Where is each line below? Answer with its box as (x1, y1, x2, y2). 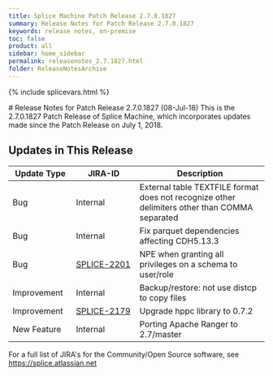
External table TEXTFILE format (139, 181, 259, 192)
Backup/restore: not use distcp (139, 282, 258, 293)
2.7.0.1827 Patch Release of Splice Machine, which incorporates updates (8, 111, 251, 121)
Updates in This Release (8, 144, 133, 158)
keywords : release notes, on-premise (8, 27, 136, 35)
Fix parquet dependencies (139, 225, 240, 236)
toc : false (8, 34, 45, 43)
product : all (8, 42, 53, 50)
